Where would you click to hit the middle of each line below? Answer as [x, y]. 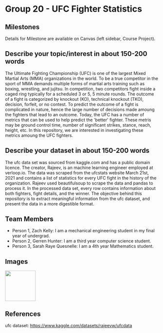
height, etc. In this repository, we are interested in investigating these [74, 130]
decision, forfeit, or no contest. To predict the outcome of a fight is [72, 104]
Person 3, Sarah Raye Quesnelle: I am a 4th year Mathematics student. [83, 246]
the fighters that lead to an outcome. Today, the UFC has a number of [75, 114]
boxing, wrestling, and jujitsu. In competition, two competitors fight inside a [80, 89]
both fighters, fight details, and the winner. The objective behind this [73, 193]
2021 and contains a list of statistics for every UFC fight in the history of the [81, 178]
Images [17, 261]
